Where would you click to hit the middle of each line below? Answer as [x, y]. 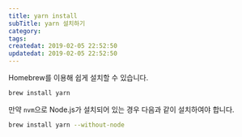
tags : [17, 39]
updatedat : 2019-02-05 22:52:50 [63, 54]
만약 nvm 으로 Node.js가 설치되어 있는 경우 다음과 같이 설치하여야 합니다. [121, 109]
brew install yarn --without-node [67, 125]
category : [25, 31]
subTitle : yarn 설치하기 [47, 24]
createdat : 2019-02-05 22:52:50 [63, 46]
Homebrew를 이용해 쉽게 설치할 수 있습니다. [79, 77]
